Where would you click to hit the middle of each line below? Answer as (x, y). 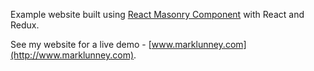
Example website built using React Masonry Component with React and (157, 14)
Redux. (25, 25)
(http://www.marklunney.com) (72, 55)
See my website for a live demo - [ (81, 44)
